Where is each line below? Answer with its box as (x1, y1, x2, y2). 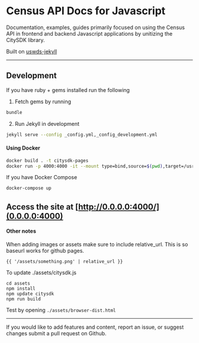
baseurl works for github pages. (6, 247, 85, 254)
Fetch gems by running (14, 98, 72, 105)
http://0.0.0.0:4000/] (78, 202, 160, 212)
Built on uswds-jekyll (6, 47, 57, 55)
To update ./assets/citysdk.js (6, 269, 77, 276)
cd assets (6, 280, 31, 286)
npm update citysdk (6, 291, 54, 297)
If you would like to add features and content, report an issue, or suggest (6, 323, 184, 331)
